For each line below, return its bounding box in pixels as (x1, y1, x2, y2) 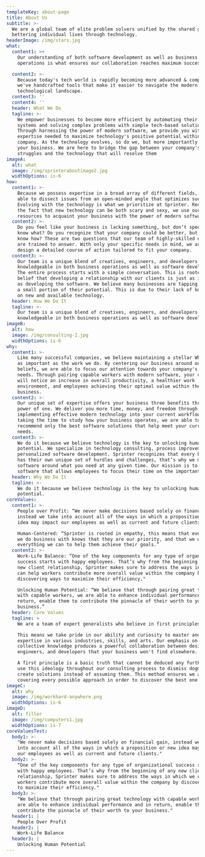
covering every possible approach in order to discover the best (17, 677, 187, 683)
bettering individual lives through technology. (12, 32, 138, 38)
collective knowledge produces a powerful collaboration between (17, 643, 187, 649)
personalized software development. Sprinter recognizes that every (17, 451, 195, 458)
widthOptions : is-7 (12, 722, 62, 728)
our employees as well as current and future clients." (17, 751, 163, 757)
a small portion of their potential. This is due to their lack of (17, 286, 192, 293)
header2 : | (12, 825, 40, 831)
